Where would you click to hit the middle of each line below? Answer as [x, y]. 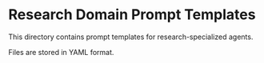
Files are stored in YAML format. [61, 52]
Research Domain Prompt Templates [132, 15]
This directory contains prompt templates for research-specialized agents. [131, 37]
